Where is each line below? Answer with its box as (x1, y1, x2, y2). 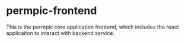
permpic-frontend (6, 4, 97, 17)
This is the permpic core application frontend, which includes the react (6, 23, 179, 30)
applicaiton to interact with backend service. (6, 29, 114, 36)
